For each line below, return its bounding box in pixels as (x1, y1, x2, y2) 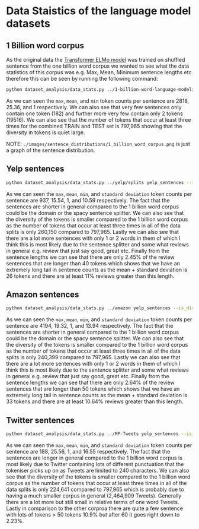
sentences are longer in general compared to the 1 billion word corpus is (6, 454, 182, 461)
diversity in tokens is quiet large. (6, 129, 85, 136)
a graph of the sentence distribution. (6, 147, 95, 154)
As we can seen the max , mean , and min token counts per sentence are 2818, (6, 97, 190, 104)
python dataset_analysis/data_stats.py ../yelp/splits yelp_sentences (6, 179, 184, 185)
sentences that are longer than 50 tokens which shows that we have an (6, 385, 180, 392)
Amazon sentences (6, 289, 79, 299)
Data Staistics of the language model (6, 4, 191, 18)
